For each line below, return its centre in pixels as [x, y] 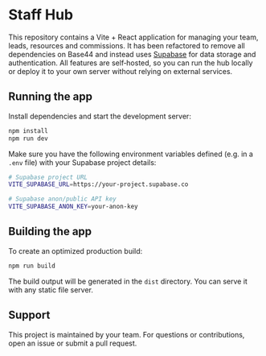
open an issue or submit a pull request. [73, 343]
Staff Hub [41, 15]
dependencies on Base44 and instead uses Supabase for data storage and [132, 54]
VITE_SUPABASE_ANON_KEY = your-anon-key [73, 207]
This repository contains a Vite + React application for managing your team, [133, 37]
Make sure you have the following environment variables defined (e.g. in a [131, 154]
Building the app [50, 232]
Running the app [50, 97]
